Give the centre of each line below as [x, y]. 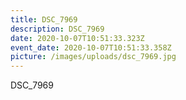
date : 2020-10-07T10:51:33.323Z [77, 38]
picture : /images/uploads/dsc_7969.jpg [93, 57]
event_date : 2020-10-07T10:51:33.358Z [91, 47]
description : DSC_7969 [57, 29]
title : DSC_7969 [44, 19]
